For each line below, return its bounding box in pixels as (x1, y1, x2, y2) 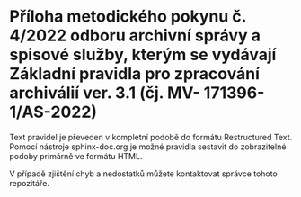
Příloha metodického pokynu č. (9, 6, 247, 27)
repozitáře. (9, 177, 49, 188)
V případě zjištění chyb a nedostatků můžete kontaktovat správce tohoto (9, 168, 279, 179)
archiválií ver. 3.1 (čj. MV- (9, 83, 200, 103)
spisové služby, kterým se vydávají (9, 45, 277, 65)
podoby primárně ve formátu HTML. (9, 150, 143, 161)
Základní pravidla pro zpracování (9, 64, 261, 85)
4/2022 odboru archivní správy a (9, 25, 261, 46)
